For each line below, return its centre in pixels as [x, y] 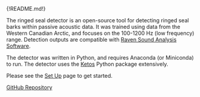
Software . [19, 46]
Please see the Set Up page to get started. [60, 76]
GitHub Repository [29, 87]
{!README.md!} [26, 9]
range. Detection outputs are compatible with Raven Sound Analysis [91, 39]
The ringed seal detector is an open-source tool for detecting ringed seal [98, 20]
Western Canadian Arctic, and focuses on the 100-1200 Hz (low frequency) [100, 33]
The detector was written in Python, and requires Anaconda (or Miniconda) [100, 58]
